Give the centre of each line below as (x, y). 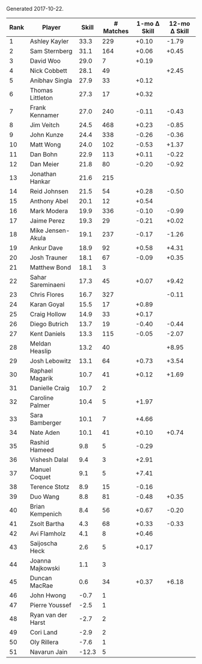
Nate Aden (45, 432)
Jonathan (43, 174)
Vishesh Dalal (49, 460)
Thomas (41, 90)
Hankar (40, 182)
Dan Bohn (44, 154)
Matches (116, 31)
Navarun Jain (49, 652)
